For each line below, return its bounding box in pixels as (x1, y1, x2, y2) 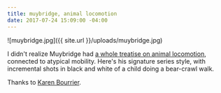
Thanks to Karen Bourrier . (7, 78, 82, 86)
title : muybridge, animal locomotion (7, 10, 117, 17)
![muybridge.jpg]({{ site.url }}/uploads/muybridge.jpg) (7, 36, 163, 44)
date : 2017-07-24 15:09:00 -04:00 (7, 17, 108, 24)
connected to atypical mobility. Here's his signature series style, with (7, 57, 206, 65)
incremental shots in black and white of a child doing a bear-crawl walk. (7, 64, 215, 73)
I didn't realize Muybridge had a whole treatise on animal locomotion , (7, 50, 206, 58)
